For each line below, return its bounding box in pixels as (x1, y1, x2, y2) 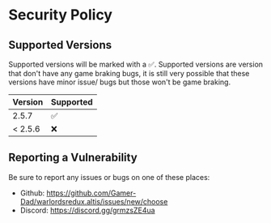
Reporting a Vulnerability (8, 151, 138, 165)
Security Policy (8, 6, 113, 24)
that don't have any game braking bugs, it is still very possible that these (8, 69, 250, 78)
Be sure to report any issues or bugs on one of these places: (8, 172, 210, 182)
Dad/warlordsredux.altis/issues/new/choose (19, 196, 168, 206)
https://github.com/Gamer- (46, 188, 137, 198)
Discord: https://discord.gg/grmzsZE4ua (19, 205, 155, 215)
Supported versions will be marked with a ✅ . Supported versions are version (8, 59, 264, 69)
